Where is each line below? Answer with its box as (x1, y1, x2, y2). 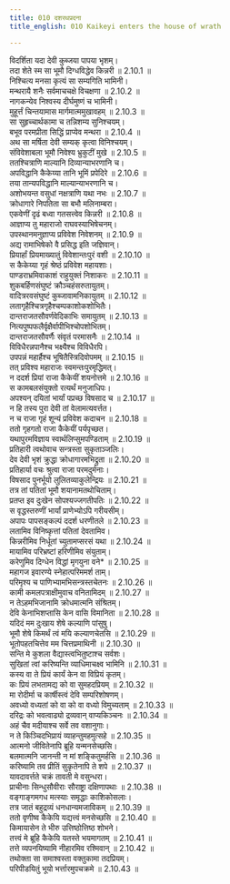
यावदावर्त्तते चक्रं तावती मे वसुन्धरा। (9, 770, 108, 782)
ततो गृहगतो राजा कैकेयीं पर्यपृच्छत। (9, 423, 109, 434)
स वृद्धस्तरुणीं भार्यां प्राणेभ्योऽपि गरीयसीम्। (9, 505, 125, 516)
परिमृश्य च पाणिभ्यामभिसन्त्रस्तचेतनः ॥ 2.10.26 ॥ (9, 577, 153, 588)
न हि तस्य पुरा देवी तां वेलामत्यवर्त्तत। (9, 402, 113, 414)
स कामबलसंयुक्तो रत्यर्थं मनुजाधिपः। (9, 382, 112, 393)
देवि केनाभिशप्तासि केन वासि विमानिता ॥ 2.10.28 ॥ (9, 607, 159, 618)
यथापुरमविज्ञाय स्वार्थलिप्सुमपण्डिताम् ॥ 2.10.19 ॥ (9, 433, 151, 444)
